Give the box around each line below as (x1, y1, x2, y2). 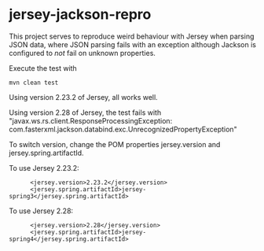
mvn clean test (9, 79, 59, 87)
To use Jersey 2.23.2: (9, 163, 79, 172)
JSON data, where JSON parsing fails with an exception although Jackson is (9, 39, 256, 49)
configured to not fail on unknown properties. (9, 48, 156, 57)
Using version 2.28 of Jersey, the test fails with (9, 108, 162, 117)
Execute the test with (9, 63, 77, 72)
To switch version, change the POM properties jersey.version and (9, 139, 221, 149)
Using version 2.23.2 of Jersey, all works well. (9, 92, 158, 102)
